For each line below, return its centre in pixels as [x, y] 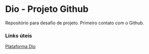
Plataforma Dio [20, 47]
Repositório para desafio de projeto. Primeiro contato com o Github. [75, 23]
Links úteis [19, 36]
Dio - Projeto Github [47, 9]
